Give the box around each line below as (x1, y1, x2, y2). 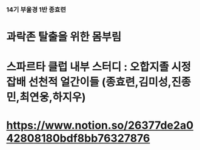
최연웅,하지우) (19, 90, 86, 104)
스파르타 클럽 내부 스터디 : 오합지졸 (6, 60, 169, 74)
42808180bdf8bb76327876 (6, 132, 150, 145)
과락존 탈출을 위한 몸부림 (6, 30, 122, 44)
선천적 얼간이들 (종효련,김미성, (28, 75, 172, 89)
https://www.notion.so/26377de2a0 (6, 118, 194, 132)
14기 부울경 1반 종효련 (6, 5, 67, 13)
